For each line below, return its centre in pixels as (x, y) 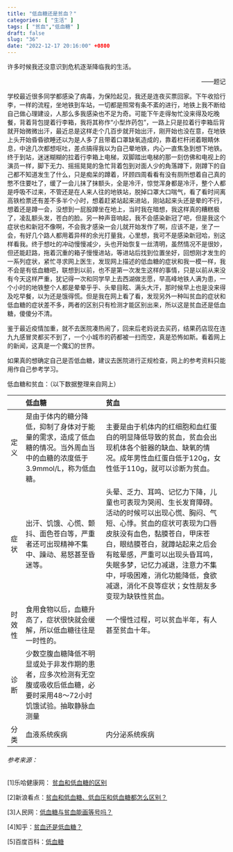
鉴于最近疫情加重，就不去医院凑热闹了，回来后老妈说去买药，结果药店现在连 (116, 328)
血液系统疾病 (46, 734)
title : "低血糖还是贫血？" (42, 14)
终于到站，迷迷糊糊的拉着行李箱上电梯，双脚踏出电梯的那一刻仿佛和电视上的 (116, 157)
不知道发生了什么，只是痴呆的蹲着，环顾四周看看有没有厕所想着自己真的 (122, 174)
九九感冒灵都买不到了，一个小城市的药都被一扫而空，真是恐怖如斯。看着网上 (116, 337)
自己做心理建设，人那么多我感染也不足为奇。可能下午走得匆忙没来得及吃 (110, 113)
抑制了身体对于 (64, 427)
